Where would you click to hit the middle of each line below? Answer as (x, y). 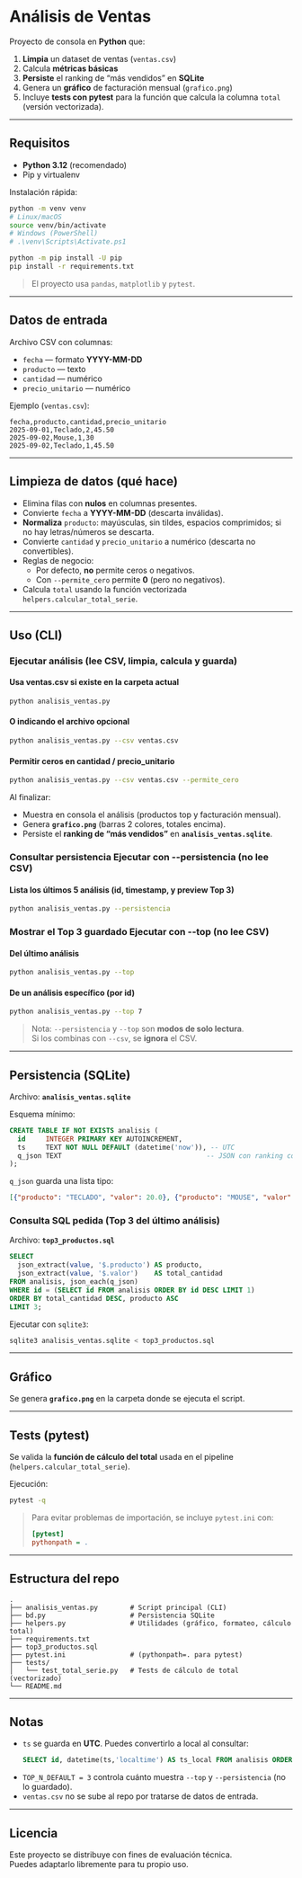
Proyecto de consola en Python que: (77, 41)
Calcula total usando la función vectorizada (104, 589)
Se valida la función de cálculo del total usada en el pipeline (121, 1457)
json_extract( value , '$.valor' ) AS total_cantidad (120, 1274)
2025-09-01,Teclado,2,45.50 (62, 430)
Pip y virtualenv (51, 174)
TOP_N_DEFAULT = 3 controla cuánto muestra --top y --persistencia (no (154, 1777)
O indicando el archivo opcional (70, 722)
